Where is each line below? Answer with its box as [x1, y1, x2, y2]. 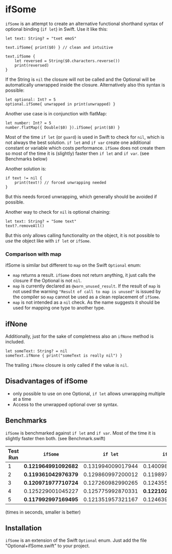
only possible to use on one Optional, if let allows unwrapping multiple [12, 391, 165, 397]
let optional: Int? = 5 [5, 97, 56, 102]
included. [5, 339, 25, 345]
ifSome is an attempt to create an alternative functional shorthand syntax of [5, 20, 164, 27]
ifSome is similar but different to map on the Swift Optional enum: [5, 262, 141, 269]
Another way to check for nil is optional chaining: [5, 209, 111, 215]
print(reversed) [14, 63, 50, 68]
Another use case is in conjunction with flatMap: [5, 110, 107, 116]
